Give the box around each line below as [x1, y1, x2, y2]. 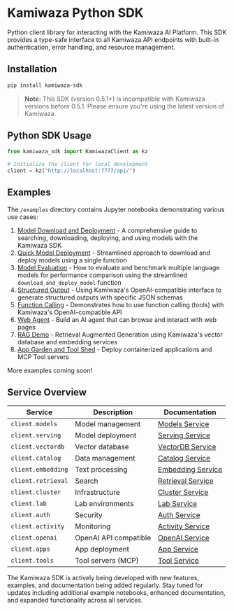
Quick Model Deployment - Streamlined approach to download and [17, 248, 211, 257]
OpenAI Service [158, 533, 210, 542]
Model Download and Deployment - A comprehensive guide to [17, 226, 198, 234]
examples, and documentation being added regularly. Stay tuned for [7, 581, 204, 589]
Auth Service [158, 510, 200, 519]
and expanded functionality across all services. [7, 596, 143, 604]
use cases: [7, 212, 38, 221]
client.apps [10, 545, 51, 553]
